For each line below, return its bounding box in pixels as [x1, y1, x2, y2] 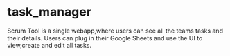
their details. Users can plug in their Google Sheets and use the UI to [7, 33, 203, 42]
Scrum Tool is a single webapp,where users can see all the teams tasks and [7, 27, 224, 35]
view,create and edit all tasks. [7, 41, 92, 49]
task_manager [7, 4, 92, 20]
